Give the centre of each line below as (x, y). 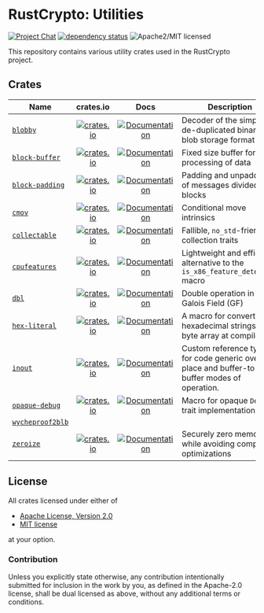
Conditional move (214, 208)
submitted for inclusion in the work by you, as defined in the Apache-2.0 (125, 585)
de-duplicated (209, 130)
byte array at (205, 335)
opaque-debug (37, 405)
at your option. (32, 539)
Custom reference (215, 348)
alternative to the (213, 263)
